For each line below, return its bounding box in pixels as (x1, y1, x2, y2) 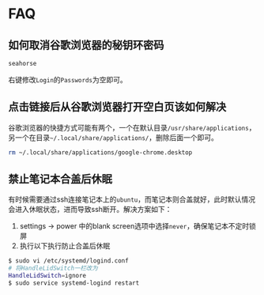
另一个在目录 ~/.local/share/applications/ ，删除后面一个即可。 (8, 132, 219, 142)
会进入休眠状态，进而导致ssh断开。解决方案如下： (8, 205, 172, 214)
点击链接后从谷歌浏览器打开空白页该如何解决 (8, 100, 227, 114)
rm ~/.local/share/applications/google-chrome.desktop (8, 148, 193, 157)
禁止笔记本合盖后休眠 (8, 172, 112, 186)
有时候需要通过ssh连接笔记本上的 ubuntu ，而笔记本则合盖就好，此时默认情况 (8, 195, 256, 204)
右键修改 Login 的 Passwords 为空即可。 (8, 74, 128, 84)
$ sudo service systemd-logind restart (8, 279, 140, 287)
